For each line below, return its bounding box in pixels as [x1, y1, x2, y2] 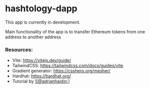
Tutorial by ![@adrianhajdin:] [12, 78, 70, 84]
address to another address [5, 34, 61, 40]
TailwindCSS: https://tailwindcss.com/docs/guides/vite [12, 62, 124, 69]
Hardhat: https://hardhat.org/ [12, 73, 71, 79]
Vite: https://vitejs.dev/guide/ [12, 58, 71, 63]
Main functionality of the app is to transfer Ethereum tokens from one [5, 29, 145, 34]
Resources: [5, 46, 33, 53]
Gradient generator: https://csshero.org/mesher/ [12, 68, 111, 74]
